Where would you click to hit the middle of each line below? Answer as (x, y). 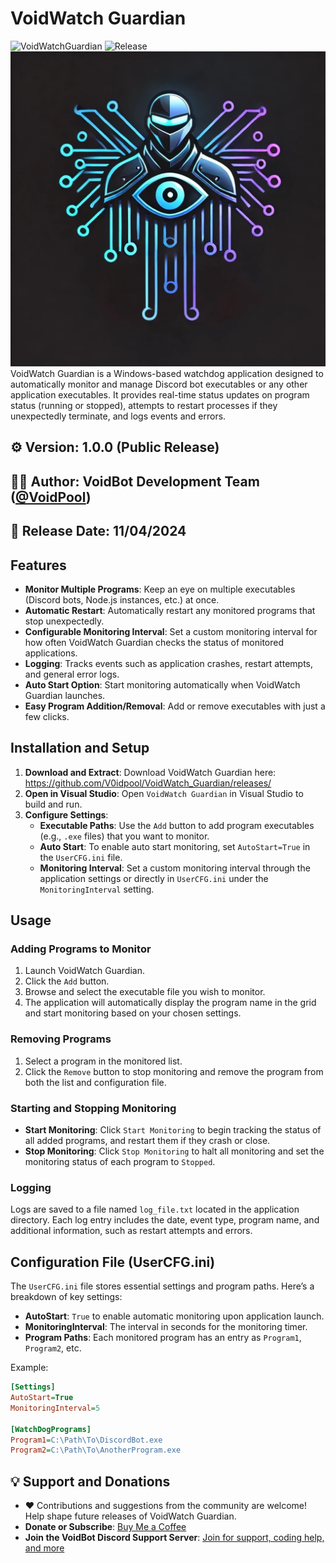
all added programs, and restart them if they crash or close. (147, 1141)
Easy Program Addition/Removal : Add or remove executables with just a (175, 706)
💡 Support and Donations (90, 1481)
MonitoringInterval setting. (97, 889)
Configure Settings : (66, 814)
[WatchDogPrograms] (51, 1429)
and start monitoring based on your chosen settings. (133, 1013)
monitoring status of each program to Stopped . (120, 1162)
